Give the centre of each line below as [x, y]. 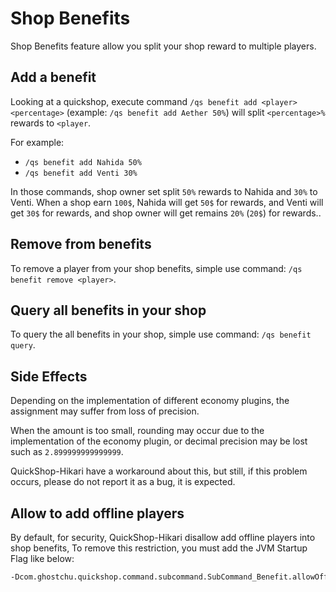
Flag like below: [42, 558]
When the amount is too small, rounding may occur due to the [137, 431]
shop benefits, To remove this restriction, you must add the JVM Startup [159, 548]
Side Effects [49, 376]
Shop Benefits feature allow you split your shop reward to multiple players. [163, 46]
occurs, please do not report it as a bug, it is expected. [123, 482]
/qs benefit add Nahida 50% [83, 162]
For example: [37, 142]
